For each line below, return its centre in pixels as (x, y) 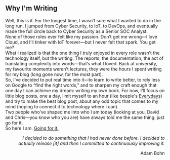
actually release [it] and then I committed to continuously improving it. (92, 143)
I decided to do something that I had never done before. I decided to (94, 138)
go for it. (14, 123)
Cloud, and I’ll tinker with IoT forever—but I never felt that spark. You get (80, 42)
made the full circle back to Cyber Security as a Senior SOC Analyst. (77, 31)
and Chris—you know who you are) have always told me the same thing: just (85, 117)
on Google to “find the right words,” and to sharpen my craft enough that (81, 85)
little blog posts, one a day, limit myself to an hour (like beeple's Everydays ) (84, 96)
